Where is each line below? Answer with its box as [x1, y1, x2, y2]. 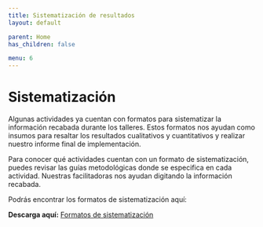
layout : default [8, 19, 61, 27]
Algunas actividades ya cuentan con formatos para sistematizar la [8, 115, 222, 124]
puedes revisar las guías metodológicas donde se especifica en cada [8, 163, 232, 173]
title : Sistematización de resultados [8, 11, 135, 20]
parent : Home [8, 33, 51, 41]
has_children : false [8, 40, 76, 48]
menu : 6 [8, 54, 34, 63]
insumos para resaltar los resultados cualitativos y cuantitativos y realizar [8, 131, 246, 141]
